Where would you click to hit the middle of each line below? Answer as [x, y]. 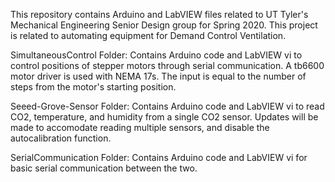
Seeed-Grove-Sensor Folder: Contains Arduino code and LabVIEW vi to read [167, 106]
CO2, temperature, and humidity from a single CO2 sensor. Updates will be [164, 117]
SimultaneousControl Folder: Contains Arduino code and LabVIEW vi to [156, 55]
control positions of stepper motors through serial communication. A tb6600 [167, 65]
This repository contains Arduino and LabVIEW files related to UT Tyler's [159, 14]
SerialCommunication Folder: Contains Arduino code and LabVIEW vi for [159, 157]
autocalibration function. [61, 138]
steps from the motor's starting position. [93, 87]
